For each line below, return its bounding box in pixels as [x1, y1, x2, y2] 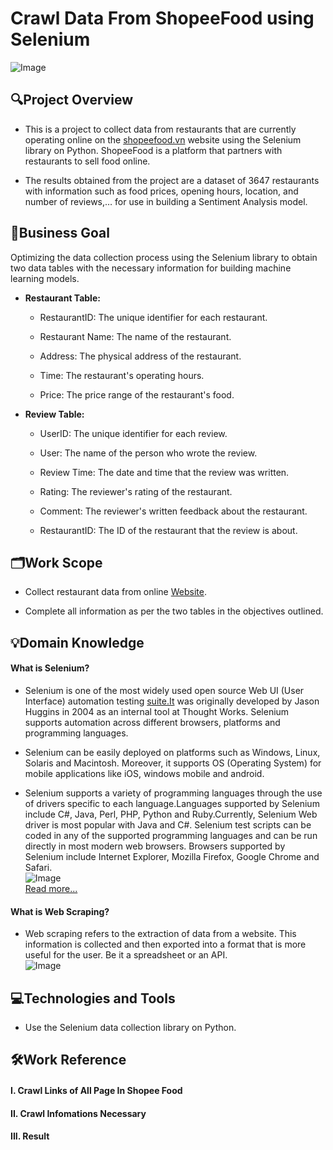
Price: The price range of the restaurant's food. [39, 388, 235, 401]
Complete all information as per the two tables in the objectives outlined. [24, 605, 324, 617]
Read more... [24, 882, 78, 894]
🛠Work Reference [10, 1052, 127, 1069]
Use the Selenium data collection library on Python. [24, 1021, 237, 1033]
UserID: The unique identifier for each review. [39, 427, 228, 439]
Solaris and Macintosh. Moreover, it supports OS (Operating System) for [24, 757, 322, 769]
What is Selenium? [10, 662, 90, 674]
